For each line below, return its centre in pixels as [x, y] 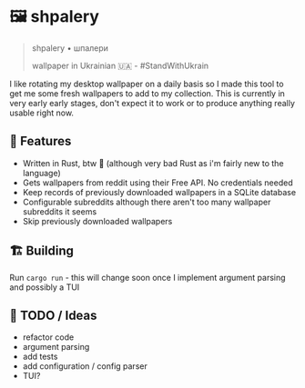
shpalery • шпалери [70, 48]
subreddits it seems [60, 211]
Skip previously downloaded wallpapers [97, 221]
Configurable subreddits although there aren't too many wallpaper [147, 202]
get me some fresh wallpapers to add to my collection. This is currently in [147, 93]
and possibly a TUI [45, 287]
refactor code [48, 337]
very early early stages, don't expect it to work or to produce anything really [152, 103]
